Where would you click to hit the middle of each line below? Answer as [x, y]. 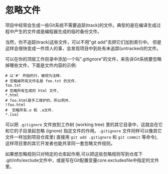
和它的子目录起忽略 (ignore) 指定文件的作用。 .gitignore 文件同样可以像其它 [83, 130]
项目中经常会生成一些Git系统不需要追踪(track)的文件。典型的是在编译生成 [81, 25]
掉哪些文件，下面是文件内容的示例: [41, 65]
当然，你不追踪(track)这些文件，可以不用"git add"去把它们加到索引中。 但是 [83, 42]
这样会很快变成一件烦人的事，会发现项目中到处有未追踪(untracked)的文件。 [83, 48]
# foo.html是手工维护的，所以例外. [38, 100]
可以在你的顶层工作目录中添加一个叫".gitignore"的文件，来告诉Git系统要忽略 [83, 59]
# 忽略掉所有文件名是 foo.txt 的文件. [41, 81]
